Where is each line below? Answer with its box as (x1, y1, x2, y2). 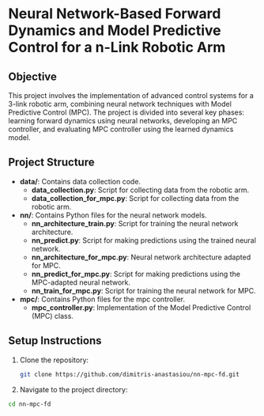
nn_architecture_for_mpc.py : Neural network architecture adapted (31, 252, 251, 262)
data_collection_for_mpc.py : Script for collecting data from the (31, 193, 239, 202)
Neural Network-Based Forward (8, 5, 221, 23)
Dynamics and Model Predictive (8, 21, 221, 40)
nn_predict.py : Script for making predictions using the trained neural (31, 235, 257, 245)
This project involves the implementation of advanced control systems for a (8, 91, 255, 100)
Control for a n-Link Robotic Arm (8, 39, 226, 56)
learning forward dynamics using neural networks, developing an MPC (8, 116, 238, 125)
